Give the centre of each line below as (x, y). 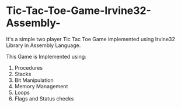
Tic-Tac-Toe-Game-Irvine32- (79, 11)
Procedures (28, 67)
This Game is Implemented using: (46, 56)
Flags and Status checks (44, 98)
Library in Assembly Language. (43, 45)
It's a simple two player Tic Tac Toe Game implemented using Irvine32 (90, 39)
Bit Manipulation (34, 80)
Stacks (23, 74)
